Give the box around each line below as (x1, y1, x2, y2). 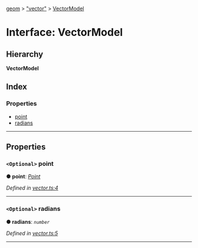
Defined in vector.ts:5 (6, 230, 58, 237)
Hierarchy (6, 49, 44, 59)
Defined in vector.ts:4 (6, 184, 59, 191)
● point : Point (6, 173, 41, 180)
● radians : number (6, 218, 50, 225)
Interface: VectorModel (6, 26, 123, 39)
